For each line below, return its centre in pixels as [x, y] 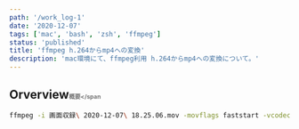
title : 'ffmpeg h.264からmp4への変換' [77, 51]
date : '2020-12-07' [45, 26]
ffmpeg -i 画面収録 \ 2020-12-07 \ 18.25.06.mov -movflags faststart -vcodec [150, 115]
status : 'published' [48, 42]
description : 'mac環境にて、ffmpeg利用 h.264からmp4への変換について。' [134, 59]
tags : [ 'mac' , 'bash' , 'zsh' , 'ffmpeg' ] [85, 34]
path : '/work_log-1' [48, 17]
